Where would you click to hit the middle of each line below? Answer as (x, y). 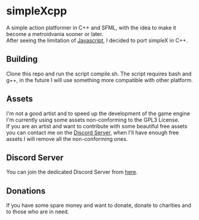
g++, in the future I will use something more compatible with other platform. (99, 80)
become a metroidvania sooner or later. (55, 34)
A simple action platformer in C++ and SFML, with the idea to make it (91, 28)
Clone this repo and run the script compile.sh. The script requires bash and (99, 74)
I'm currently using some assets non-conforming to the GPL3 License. (93, 120)
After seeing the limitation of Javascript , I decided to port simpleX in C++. (97, 40)
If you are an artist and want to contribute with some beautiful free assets (97, 126)
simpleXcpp (37, 11)
